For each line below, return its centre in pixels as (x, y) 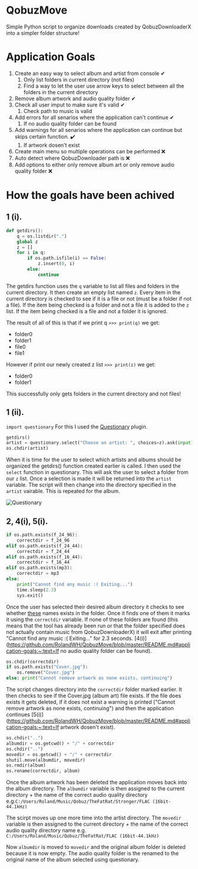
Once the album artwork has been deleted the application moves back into (97, 783)
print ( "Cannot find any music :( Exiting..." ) (75, 584)
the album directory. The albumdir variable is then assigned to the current (95, 788)
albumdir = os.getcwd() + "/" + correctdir (60, 744)
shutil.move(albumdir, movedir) (46, 760)
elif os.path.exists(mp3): (39, 568)
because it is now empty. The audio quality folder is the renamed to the (93, 854)
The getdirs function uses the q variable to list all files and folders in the (93, 286)
